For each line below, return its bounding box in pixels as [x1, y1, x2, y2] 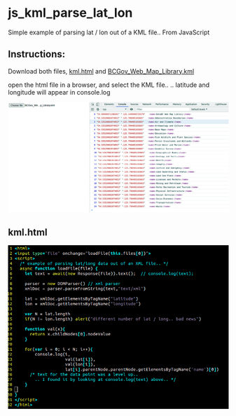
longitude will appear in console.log [8, 88, 111, 96]
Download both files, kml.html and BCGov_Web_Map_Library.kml [8, 67, 195, 75]
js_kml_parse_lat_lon [8, 5, 133, 21]
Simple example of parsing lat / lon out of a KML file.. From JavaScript [8, 28, 210, 36]
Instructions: [8, 48, 66, 60]
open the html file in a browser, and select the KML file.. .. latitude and [8, 81, 210, 89]
